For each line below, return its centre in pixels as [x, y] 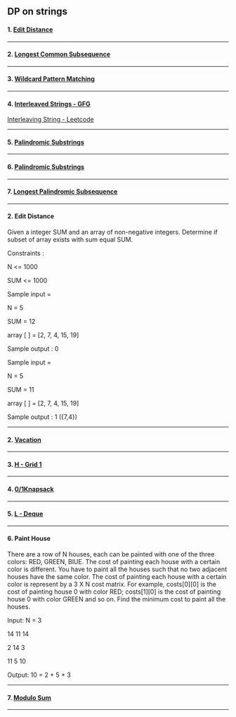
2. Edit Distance [31, 216]
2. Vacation [24, 439]
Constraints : [26, 254]
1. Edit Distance [30, 29]
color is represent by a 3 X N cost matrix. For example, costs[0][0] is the [112, 585]
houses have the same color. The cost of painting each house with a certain [117, 577]
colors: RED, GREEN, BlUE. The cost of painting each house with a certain [114, 562]
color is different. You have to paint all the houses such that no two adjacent [117, 569]
